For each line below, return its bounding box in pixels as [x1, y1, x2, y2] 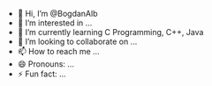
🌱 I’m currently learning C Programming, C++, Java [17, 27, 204, 37]
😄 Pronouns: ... [17, 59, 75, 69]
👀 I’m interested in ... [17, 18, 93, 28]
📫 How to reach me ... [17, 47, 100, 56]
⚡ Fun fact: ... [17, 68, 66, 79]
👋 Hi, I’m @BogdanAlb [17, 9, 98, 18]
